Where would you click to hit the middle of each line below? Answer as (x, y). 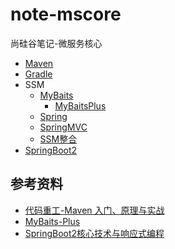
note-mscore (66, 14)
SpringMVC (63, 127)
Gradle (38, 74)
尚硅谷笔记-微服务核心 (56, 43)
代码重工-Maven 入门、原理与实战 (94, 210)
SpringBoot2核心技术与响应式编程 (94, 233)
